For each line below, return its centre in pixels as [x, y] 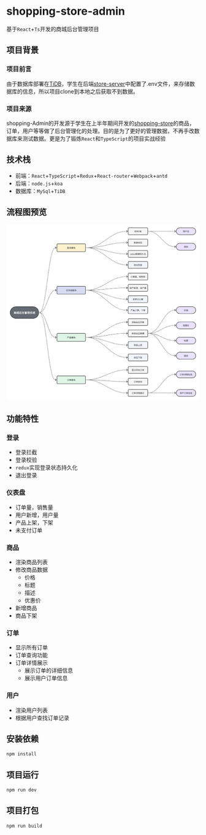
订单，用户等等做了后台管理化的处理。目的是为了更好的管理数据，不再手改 [100, 130]
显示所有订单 [31, 648]
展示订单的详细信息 [49, 671]
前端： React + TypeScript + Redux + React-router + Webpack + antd [91, 175]
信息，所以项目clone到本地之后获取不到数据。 [81, 91]
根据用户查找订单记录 [42, 717]
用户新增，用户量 [37, 515]
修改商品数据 [31, 570]
